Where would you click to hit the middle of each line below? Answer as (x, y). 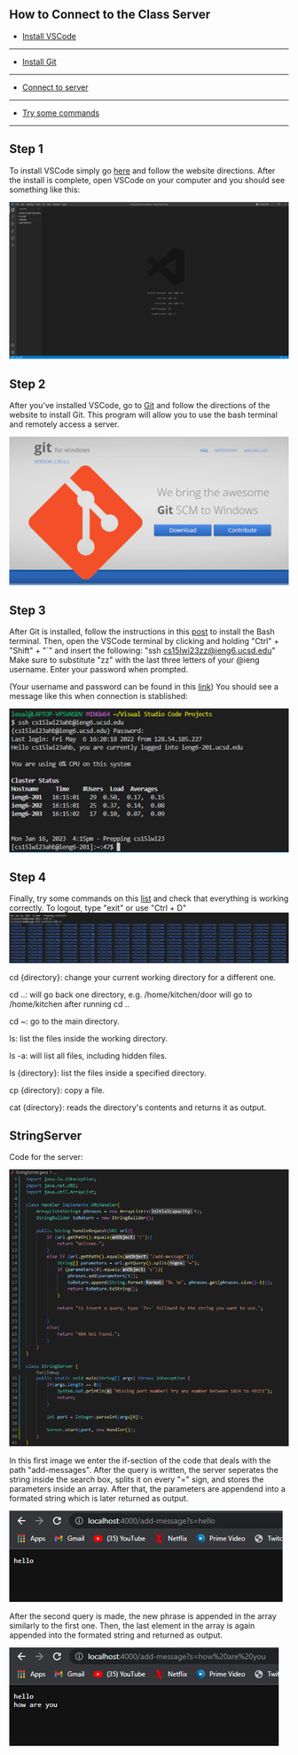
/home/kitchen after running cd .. (70, 1004)
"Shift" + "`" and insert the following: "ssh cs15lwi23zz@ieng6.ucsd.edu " (142, 651)
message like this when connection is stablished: (98, 696)
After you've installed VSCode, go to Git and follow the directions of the (140, 405)
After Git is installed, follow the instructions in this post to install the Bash (142, 632)
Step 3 (27, 610)
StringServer (46, 1135)
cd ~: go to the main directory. (64, 1021)
